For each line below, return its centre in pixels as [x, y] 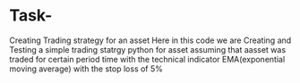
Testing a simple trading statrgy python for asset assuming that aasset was [148, 49]
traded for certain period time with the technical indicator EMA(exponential [147, 59]
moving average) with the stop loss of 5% [86, 69]
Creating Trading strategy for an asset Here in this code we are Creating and [150, 40]
